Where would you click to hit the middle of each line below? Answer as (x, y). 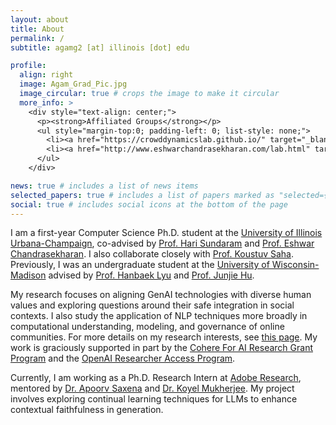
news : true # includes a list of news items (104, 186)
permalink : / (37, 38)
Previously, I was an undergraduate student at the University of (140, 265)
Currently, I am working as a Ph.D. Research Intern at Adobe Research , (156, 378)
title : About (37, 29)
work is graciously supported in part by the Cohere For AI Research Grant (161, 348)
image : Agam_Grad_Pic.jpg (73, 84)
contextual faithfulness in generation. (87, 410)
